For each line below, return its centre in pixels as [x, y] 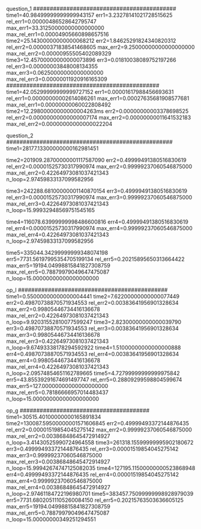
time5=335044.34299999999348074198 [57, 253]
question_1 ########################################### [91, 9]
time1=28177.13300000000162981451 [52, 148]
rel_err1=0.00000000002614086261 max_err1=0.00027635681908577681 [98, 98]
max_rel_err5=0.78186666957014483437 [58, 392]
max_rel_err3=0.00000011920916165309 [57, 79]
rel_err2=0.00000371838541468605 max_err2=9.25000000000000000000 [100, 47]
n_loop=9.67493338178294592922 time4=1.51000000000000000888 [94, 348]
